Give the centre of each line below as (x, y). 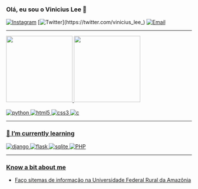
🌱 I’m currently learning (40, 134)
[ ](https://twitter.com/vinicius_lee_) (91, 22)
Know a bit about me (36, 167)
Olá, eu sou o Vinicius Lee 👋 (47, 9)
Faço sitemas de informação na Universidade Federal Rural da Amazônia (103, 180)
